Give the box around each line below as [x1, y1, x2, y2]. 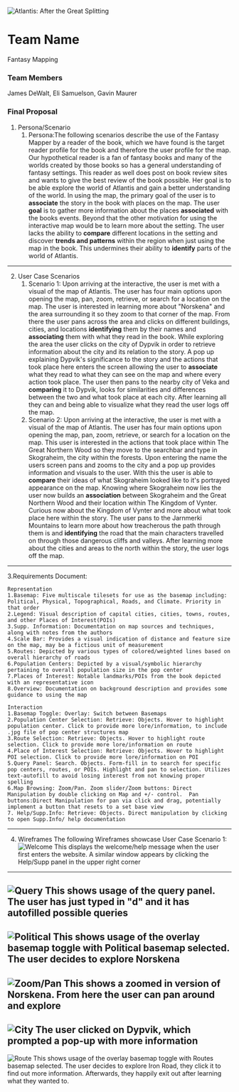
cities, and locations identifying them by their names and [28, 324, 197, 333]
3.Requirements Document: [7, 572, 87, 580]
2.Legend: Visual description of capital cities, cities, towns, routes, [7, 610, 231, 618]
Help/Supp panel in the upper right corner [17, 857, 141, 866]
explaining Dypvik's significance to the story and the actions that [28, 355, 218, 363]
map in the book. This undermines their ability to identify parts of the [28, 244, 231, 252]
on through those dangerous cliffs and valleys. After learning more [28, 536, 223, 545]
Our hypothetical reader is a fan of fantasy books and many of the [28, 153, 222, 161]
